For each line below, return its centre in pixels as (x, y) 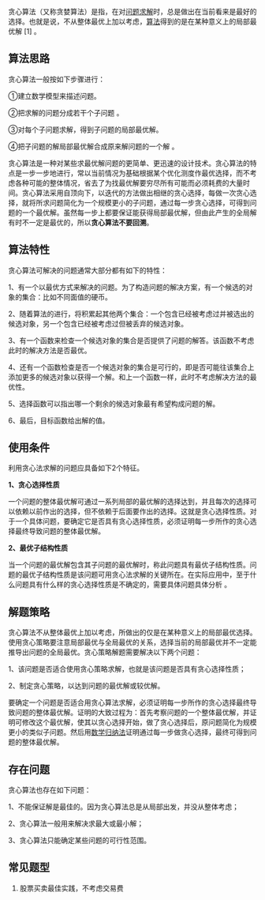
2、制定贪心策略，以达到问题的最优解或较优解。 (86, 686)
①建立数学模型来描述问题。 (54, 96)
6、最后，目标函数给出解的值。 (59, 420)
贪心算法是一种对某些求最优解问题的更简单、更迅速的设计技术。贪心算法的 (129, 163)
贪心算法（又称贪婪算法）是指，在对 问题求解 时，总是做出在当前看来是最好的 (132, 11)
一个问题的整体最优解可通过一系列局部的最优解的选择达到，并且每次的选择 (129, 502)
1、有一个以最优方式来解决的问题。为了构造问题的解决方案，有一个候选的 (127, 287)
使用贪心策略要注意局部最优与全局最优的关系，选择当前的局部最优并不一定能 (132, 642)
